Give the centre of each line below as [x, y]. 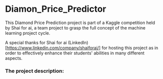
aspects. [14, 58]
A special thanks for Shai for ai [36, 42]
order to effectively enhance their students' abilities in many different [75, 53]
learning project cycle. [28, 33]
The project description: [35, 71]
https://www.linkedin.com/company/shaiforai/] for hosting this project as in [82, 48]
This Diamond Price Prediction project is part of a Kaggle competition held [80, 23]
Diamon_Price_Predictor [56, 9]
